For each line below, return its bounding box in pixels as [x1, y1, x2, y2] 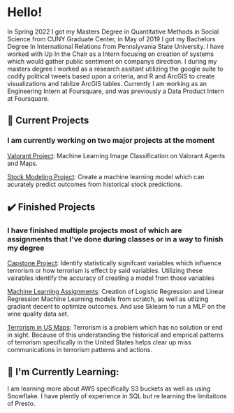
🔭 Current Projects [7, 115, 89, 127]
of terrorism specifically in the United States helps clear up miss [7, 338, 192, 346]
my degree [7, 243, 45, 253]
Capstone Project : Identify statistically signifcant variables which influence [7, 259, 222, 267]
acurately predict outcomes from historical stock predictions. [7, 180, 183, 188]
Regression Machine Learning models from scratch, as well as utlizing [7, 295, 209, 303]
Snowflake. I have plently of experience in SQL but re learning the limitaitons [7, 392, 227, 400]
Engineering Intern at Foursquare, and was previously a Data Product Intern [7, 87, 225, 95]
